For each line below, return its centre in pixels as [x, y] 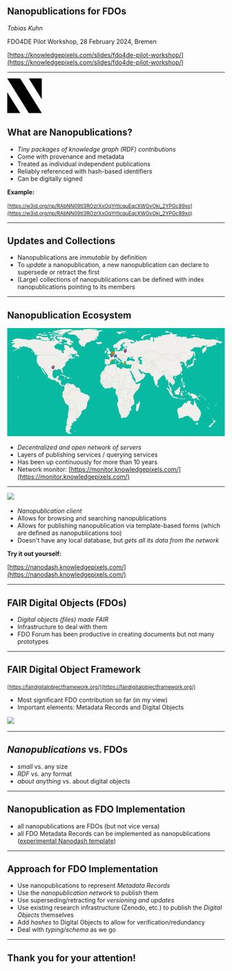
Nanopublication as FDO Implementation [96, 809]
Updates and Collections [61, 241]
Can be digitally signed [50, 179]
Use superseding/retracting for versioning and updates [96, 900]
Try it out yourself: [35, 554]
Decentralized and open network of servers [79, 447]
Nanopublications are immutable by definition [82, 257]
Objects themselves [45, 915]
